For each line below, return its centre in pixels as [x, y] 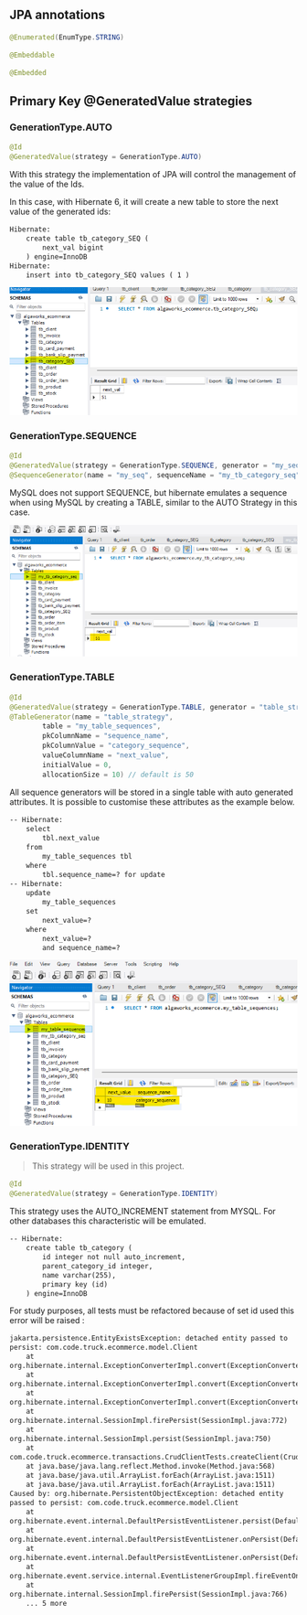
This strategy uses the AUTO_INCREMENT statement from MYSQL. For [143, 1211]
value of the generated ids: [60, 211]
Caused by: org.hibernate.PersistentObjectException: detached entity [147, 1493]
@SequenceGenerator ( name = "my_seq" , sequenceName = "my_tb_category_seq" [155, 476]
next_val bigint [73, 247]
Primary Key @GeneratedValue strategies [131, 101]
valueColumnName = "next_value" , [106, 755]
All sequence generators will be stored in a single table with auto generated [152, 792]
